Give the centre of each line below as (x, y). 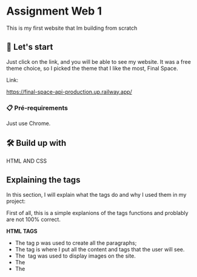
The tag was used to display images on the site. (75, 256)
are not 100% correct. (33, 219)
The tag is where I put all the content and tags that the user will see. (100, 249)
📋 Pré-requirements (37, 108)
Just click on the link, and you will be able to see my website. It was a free (98, 61)
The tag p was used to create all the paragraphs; (76, 243)
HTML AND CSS (27, 161)
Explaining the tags (43, 180)
